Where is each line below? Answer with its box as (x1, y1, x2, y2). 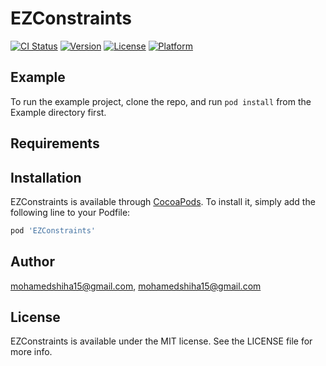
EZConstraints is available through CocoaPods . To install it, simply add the (10, 195, 316, 207)
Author (10, 253, 55, 271)
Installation (10, 169, 82, 186)
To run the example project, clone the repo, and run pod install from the (10, 95, 312, 107)
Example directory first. (10, 106, 107, 118)
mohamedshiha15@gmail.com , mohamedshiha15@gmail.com (10, 280, 262, 292)
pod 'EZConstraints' (10, 225, 97, 236)
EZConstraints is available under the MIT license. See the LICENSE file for (10, 335, 313, 347)
